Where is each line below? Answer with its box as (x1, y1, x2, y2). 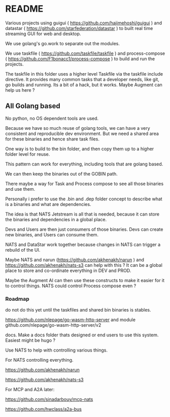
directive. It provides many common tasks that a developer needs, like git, (5, 76, 160, 82)
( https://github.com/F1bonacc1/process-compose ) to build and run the (5, 55, 155, 61)
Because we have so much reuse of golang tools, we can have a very (5, 125, 151, 131)
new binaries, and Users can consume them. (5, 231, 99, 237)
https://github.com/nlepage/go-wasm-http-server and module (5, 317, 136, 323)
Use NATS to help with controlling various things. (5, 347, 108, 353)
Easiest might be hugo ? (5, 337, 56, 343)
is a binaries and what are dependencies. (5, 201, 91, 207)
